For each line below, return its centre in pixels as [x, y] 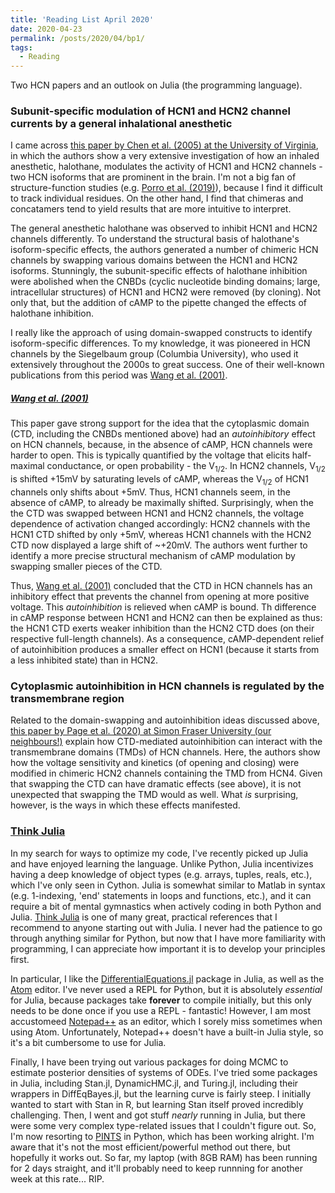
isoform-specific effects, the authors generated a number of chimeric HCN [164, 250]
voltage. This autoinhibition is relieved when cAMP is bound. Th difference [163, 607]
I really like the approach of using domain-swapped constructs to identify [161, 333]
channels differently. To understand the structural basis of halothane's [155, 239]
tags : [21, 47]
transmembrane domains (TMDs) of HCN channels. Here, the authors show [165, 752]
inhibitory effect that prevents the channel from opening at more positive [160, 596]
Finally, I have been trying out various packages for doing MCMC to [149, 1062]
